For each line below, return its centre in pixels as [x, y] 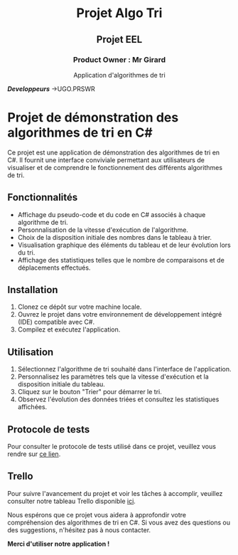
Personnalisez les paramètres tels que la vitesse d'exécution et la [113, 377]
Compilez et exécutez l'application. [69, 329]
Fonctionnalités [43, 197]
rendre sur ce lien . [34, 454]
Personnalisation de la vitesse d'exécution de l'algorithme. [103, 230]
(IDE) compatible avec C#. [56, 322]
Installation [33, 290]
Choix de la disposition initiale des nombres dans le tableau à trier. [114, 237]
